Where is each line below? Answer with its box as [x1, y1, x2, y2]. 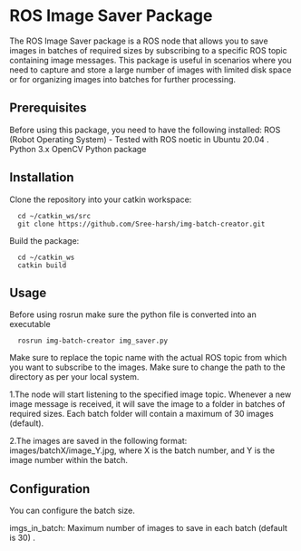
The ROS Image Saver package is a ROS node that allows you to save [9, 35, 269, 46]
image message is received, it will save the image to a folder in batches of [9, 399, 286, 410]
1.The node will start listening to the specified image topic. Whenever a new [9, 389, 292, 400]
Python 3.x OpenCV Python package [9, 143, 147, 154]
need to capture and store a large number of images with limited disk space [9, 64, 292, 75]
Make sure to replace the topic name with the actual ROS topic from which [9, 353, 287, 363]
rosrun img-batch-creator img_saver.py [17, 336, 169, 345]
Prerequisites [9, 101, 87, 116]
